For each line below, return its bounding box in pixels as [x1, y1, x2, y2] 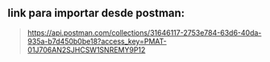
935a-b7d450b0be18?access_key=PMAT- [27, 36, 167, 46]
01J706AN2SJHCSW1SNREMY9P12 [27, 44, 146, 55]
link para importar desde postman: [7, 6, 185, 20]
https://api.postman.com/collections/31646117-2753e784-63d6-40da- [27, 27, 262, 37]
